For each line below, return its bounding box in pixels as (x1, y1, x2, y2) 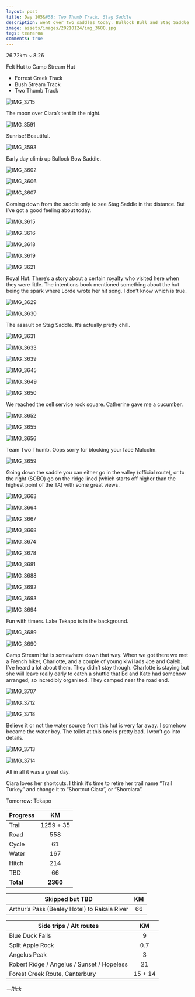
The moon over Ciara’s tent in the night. (6, 110, 101, 117)
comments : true (6, 36, 43, 42)
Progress (9, 811, 35, 819)
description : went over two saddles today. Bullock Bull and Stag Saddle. (6, 19, 192, 25)
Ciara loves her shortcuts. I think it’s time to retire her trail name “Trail (6, 780, 172, 787)
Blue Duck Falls (9, 932, 51, 940)
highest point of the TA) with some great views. (6, 482, 120, 488)
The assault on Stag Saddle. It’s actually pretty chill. (6, 322, 130, 328)
